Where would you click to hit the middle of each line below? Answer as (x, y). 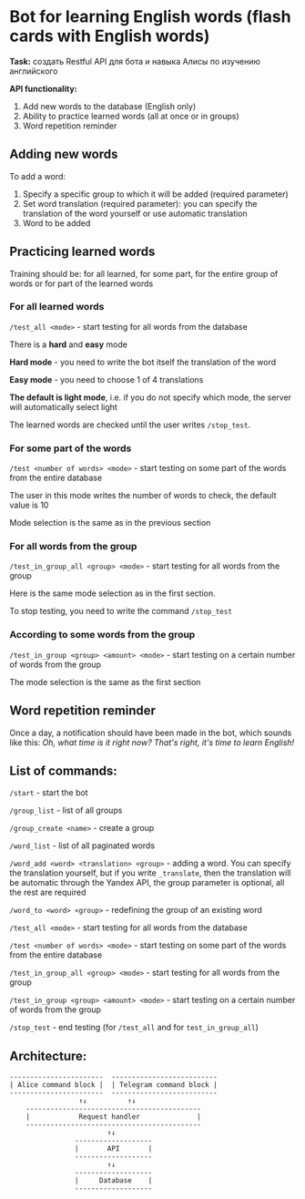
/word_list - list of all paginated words (82, 845)
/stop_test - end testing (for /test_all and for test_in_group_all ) (134, 1028)
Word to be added (56, 223)
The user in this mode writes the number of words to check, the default (143, 496)
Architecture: (48, 1056)
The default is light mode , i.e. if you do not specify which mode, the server (151, 397)
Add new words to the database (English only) (109, 106)
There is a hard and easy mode (68, 344)
